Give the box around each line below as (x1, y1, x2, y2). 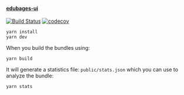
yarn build (6, 56, 33, 62)
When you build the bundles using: (6, 45, 90, 52)
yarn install (6, 29, 38, 35)
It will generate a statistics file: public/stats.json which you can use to (6, 66, 179, 73)
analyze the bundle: (6, 72, 54, 79)
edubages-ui (6, 5, 39, 12)
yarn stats (6, 84, 33, 90)
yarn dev (6, 34, 28, 40)
